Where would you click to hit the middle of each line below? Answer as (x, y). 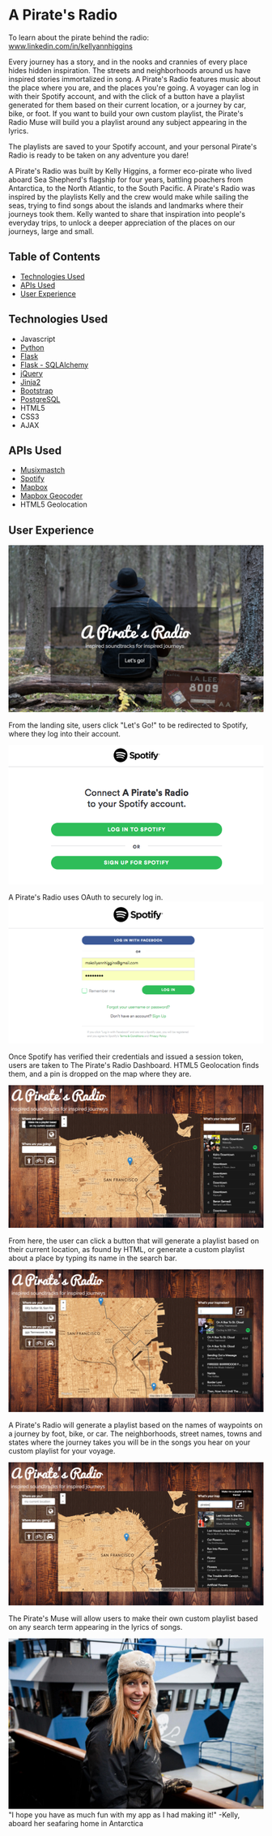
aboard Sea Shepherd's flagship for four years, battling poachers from (126, 179)
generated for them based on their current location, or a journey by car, (127, 105)
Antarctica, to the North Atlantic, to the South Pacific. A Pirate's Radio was (132, 188)
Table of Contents (55, 257)
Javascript (38, 339)
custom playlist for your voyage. (62, 1451)
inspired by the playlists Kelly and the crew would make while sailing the (129, 197)
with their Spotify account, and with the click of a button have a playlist (127, 96)
